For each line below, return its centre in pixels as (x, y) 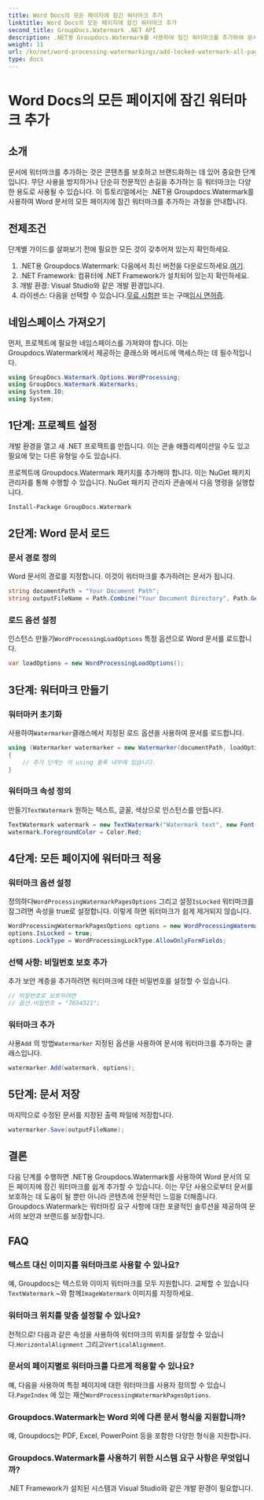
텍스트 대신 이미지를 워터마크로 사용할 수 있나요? (94, 1264)
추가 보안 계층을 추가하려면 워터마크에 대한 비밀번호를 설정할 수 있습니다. (119, 981)
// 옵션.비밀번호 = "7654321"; (54, 1003)
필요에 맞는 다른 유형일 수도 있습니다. (65, 456)
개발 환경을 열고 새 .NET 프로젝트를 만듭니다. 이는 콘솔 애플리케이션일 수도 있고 (129, 446)
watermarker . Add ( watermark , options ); (71, 1068)
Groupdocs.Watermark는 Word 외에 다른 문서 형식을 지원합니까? (127, 1417)
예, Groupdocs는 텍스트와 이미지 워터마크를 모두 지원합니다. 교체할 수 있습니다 (129, 1284)
